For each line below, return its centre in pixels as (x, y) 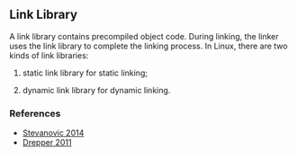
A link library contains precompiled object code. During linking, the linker (144, 36)
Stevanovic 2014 (53, 133)
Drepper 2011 (47, 143)
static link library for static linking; (85, 73)
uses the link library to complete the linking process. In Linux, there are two (148, 46)
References (35, 113)
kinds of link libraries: (49, 55)
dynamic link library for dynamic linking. (96, 90)
